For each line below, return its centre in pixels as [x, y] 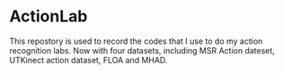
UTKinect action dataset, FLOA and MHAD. [88, 60]
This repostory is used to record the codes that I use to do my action [136, 41]
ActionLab [49, 16]
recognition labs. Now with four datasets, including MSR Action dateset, [142, 50]
